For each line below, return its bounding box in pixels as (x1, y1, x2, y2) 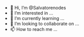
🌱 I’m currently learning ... (10, 15, 65, 21)
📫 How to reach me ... (10, 26, 58, 32)
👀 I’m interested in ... (10, 10, 53, 16)
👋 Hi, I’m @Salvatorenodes (10, 5, 66, 10)
